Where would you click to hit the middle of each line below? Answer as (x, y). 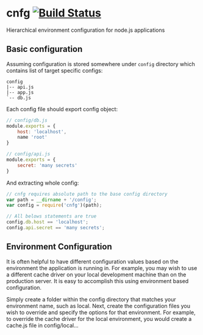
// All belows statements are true (52, 216)
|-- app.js (20, 92)
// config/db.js (27, 120)
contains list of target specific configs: (55, 70)
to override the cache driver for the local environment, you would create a (99, 318)
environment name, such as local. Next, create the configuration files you (98, 306)
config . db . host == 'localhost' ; (47, 222)
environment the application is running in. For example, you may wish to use (102, 268)
